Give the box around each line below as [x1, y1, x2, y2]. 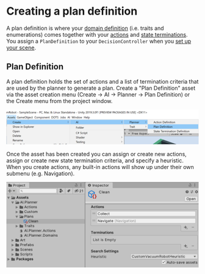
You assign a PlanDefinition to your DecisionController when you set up [6, 37, 192, 45]
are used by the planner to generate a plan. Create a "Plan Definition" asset [6, 84, 196, 92]
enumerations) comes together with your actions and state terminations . [6, 31, 188, 38]
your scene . [6, 44, 37, 51]
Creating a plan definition [6, 4, 138, 18]
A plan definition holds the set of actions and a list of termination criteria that [6, 78, 199, 85]
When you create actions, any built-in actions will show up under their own [6, 164, 194, 171]
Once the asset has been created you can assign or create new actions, [6, 151, 187, 158]
